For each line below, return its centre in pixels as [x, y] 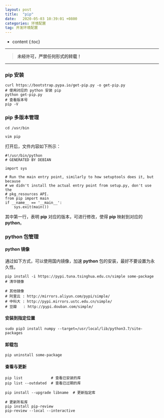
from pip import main [27, 198]
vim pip [13, 137]
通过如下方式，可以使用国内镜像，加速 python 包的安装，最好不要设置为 [78, 261]
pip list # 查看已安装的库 [43, 378]
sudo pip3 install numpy [30, 329]
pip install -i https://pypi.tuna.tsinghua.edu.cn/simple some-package [79, 276]
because [13, 181]
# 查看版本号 [16, 100]
